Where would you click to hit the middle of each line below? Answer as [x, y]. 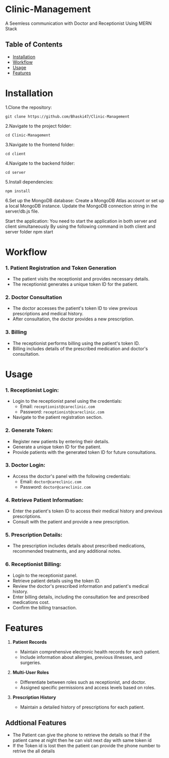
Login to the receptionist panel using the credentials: [67, 401]
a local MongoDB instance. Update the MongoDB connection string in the [81, 206]
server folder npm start [29, 231]
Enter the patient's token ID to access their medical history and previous [88, 511]
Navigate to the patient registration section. [58, 417]
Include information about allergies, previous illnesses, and [81, 657]
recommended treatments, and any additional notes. [67, 551]
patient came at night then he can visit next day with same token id [82, 740]
